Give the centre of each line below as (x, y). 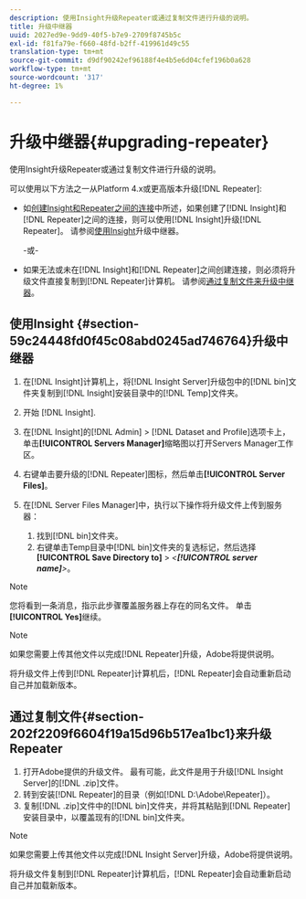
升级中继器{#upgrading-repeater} (139, 142)
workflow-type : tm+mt (51, 69)
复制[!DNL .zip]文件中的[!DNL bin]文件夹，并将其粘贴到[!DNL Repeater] (156, 806)
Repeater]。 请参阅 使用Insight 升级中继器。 (103, 230)
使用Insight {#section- (74, 324)
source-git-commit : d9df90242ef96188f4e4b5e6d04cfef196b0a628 (130, 60)
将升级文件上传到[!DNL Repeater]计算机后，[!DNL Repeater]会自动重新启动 (150, 673)
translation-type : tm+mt (57, 52)
